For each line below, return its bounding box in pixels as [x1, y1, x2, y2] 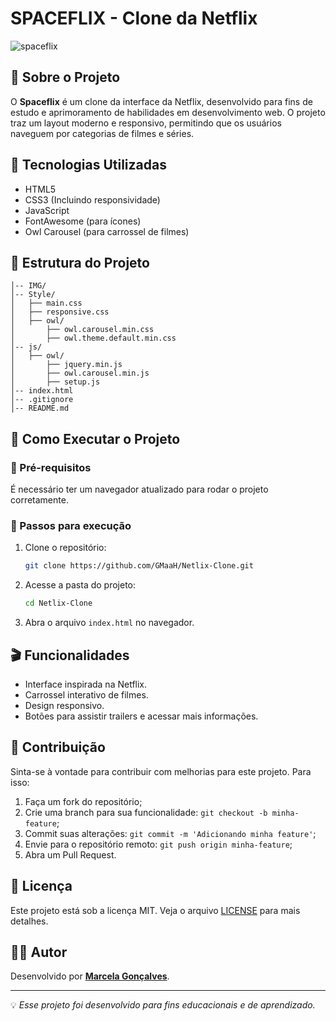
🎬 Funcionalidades [10, 647, 130, 664]
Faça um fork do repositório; [24, 795, 143, 807]
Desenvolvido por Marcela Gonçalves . [10, 970, 170, 982]
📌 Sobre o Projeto [10, 69, 121, 86]
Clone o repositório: [24, 542, 107, 554]
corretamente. [10, 494, 69, 506]
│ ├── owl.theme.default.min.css [10, 333, 177, 344]
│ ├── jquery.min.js [10, 360, 123, 370]
